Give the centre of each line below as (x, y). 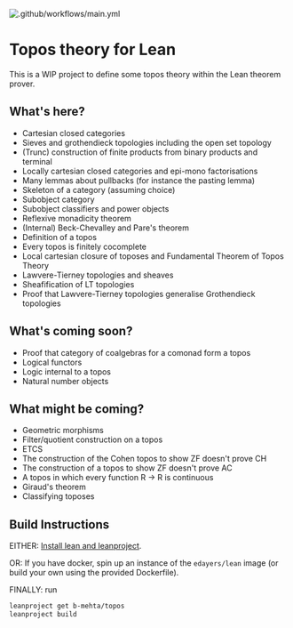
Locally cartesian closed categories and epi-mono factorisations (140, 171)
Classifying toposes (58, 496)
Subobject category (58, 199)
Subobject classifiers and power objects (95, 208)
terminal (37, 161)
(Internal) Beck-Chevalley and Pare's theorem (105, 228)
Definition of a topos (59, 237)
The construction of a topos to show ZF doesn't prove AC (127, 468)
